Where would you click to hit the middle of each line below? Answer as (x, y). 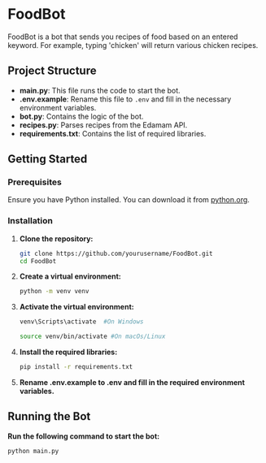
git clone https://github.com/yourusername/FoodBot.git (116, 253)
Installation (31, 221)
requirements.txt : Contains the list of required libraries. (113, 133)
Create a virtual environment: (70, 276)
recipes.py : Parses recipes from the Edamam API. (103, 125)
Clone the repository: (56, 238)
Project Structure (52, 71)
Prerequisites (35, 182)
